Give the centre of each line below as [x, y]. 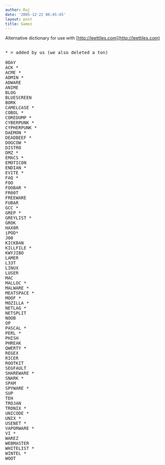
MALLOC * [16, 283]
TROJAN [13, 403]
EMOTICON [16, 163]
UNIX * [13, 418]
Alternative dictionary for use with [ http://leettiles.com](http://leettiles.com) [83, 38]
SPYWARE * [17, 388]
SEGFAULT [16, 368]
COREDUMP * [18, 118]
